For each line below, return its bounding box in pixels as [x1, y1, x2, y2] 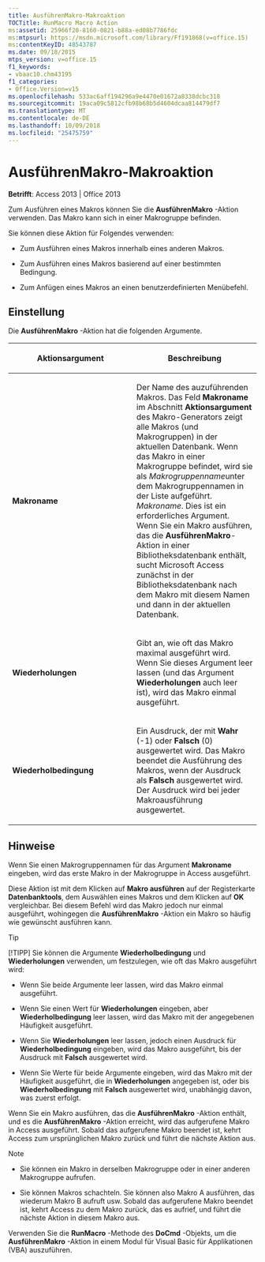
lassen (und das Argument [136, 667, 234, 678]
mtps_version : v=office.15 [8, 56, 97, 64]
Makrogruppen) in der [136, 431, 218, 442]
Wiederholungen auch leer [136, 677, 238, 688]
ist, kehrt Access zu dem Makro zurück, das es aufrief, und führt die [19, 1205, 241, 1215]
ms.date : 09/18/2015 [8, 48, 77, 56]
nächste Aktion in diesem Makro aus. [19, 1213, 140, 1223]
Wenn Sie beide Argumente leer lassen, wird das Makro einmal [19, 980, 224, 990]
